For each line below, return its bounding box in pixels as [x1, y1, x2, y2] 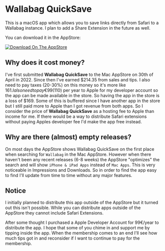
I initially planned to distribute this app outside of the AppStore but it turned [5, 200, 159, 206]
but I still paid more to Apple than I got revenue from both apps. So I [5, 103, 143, 109]
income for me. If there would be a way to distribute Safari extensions [5, 113, 147, 119]
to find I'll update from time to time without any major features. [5, 172, 132, 178]
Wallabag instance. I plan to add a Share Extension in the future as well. [5, 25, 151, 31]
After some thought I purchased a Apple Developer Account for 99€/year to [5, 219, 159, 225]
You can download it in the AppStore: [5, 35, 81, 40]
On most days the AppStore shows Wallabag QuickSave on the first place [5, 146, 155, 152]
